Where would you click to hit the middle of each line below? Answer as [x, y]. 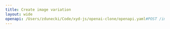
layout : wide [19, 14]
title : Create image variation [38, 10]
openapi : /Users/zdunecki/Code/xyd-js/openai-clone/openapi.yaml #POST [81, 19]
